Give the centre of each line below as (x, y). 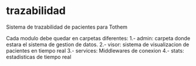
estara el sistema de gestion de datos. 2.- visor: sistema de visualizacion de (98, 44)
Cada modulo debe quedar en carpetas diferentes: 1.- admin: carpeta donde (98, 38)
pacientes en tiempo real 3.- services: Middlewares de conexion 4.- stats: (95, 50)
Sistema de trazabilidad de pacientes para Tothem (67, 27)
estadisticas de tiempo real (39, 57)
